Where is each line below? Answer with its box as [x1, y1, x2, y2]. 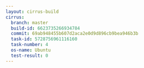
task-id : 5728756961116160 [11, 36, 78, 42]
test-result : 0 [11, 53, 49, 59]
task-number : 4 [11, 42, 49, 48]
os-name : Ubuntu [11, 47, 51, 53]
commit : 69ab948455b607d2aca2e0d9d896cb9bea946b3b [11, 31, 139, 37]
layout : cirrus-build [5, 8, 59, 15]
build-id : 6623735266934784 [11, 25, 81, 31]
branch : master [11, 20, 49, 25]
